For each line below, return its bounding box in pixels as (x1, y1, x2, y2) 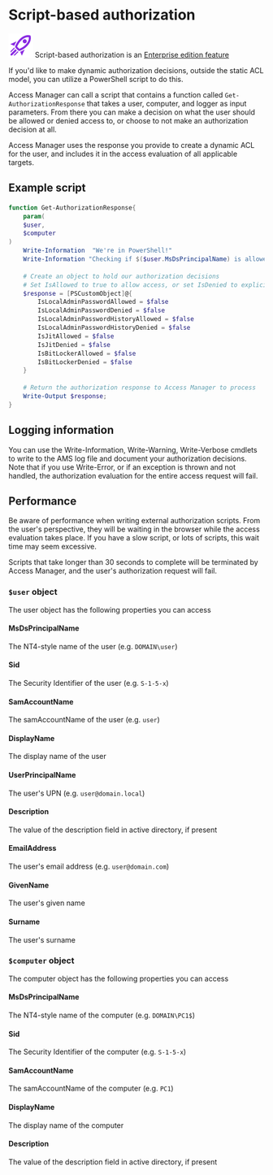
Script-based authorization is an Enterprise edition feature (34, 50, 230, 59)
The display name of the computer (8, 1120, 124, 1130)
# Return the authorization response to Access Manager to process (23, 384, 256, 392)
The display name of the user (8, 752, 107, 761)
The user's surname (8, 934, 76, 944)
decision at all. (8, 124, 57, 134)
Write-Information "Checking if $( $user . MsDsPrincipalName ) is (23, 255, 242, 263)
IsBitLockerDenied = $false (37, 358, 132, 366)
